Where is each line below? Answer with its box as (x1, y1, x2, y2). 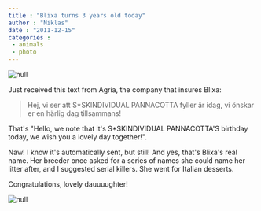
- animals (11, 41, 44, 49)
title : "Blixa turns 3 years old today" (8, 11, 146, 20)
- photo (11, 48, 37, 56)
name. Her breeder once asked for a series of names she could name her (8, 156, 246, 165)
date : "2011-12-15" (8, 26, 76, 34)
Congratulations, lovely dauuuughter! (8, 180, 128, 189)
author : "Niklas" (8, 19, 68, 27)
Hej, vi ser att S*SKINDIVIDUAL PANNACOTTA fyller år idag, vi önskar (27, 100, 255, 109)
